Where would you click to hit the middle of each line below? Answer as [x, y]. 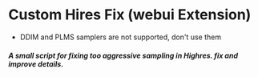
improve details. [36, 64]
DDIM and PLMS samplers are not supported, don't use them [121, 37]
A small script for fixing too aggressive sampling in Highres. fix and [123, 55]
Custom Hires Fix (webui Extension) [130, 15]
